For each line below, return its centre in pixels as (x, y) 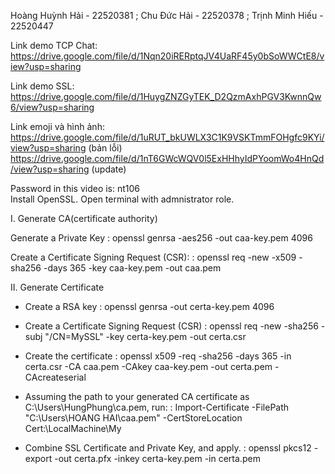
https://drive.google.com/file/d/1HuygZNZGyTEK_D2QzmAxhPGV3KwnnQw (166, 96)
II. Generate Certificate (57, 287)
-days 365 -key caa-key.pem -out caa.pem (132, 268)
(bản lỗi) (105, 148)
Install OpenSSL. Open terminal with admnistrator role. (122, 199)
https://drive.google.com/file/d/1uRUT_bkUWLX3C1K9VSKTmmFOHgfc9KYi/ (167, 137)
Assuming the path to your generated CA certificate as (137, 396)
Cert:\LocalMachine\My (73, 428)
